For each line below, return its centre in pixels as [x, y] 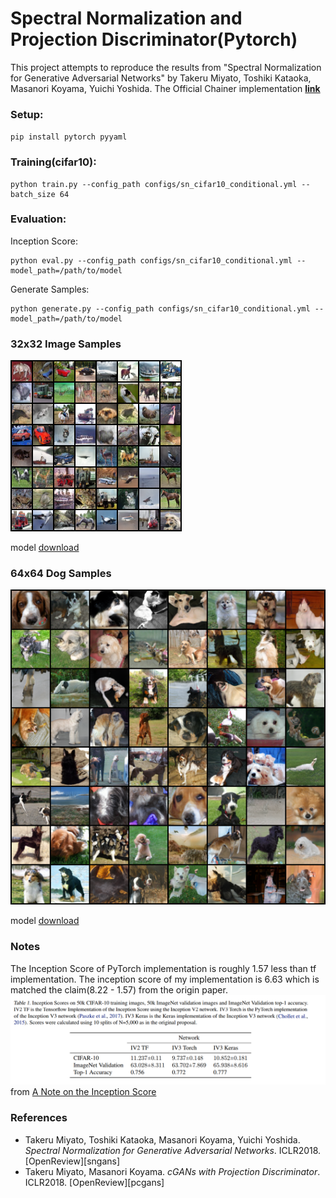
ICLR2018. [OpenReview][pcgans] [94, 1182]
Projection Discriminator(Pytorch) [154, 39]
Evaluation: [38, 219]
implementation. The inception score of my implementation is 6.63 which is [165, 979]
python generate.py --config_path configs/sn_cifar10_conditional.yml [160, 308]
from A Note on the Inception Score [83, 1092]
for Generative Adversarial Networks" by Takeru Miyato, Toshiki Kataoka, [161, 78]
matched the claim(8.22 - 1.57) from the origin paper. [119, 989]
